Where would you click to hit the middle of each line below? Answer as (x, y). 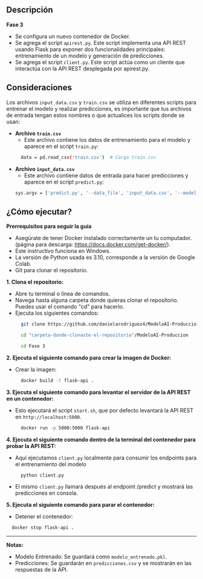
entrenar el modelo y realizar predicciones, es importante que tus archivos (99, 109)
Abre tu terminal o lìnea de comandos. (63, 294)
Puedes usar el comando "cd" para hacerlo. (69, 307)
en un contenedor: (30, 398)
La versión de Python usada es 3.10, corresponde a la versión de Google (105, 258)
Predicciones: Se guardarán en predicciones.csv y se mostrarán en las (103, 563)
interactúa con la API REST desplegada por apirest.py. (82, 69)
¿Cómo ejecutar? (39, 212)
